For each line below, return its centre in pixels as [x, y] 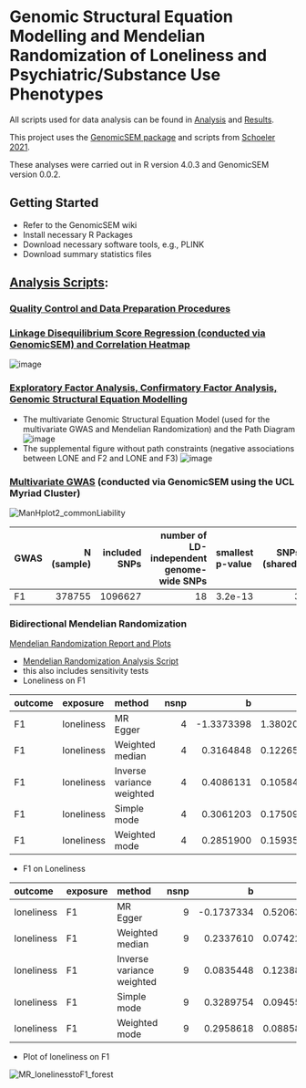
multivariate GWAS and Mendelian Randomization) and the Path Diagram [159, 429]
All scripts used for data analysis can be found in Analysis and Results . [142, 119]
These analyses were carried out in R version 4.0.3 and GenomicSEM [139, 164]
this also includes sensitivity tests [86, 671]
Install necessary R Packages [78, 234]
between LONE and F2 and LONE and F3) [100, 458]
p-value [234, 564]
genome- [186, 569]
